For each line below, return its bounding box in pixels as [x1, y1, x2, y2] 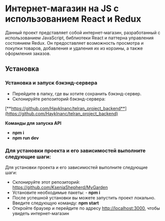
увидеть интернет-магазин [12, 210, 69, 216]
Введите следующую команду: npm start [12, 200, 99, 206]
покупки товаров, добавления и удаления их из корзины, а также [5, 45, 143, 51]
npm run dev [12, 135, 39, 140]
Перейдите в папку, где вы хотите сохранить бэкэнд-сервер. [12, 90, 142, 96]
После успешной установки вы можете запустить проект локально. [12, 194, 156, 200]
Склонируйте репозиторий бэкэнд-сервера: [12, 96, 106, 102]
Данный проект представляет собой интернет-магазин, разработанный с [5, 29, 161, 35]
